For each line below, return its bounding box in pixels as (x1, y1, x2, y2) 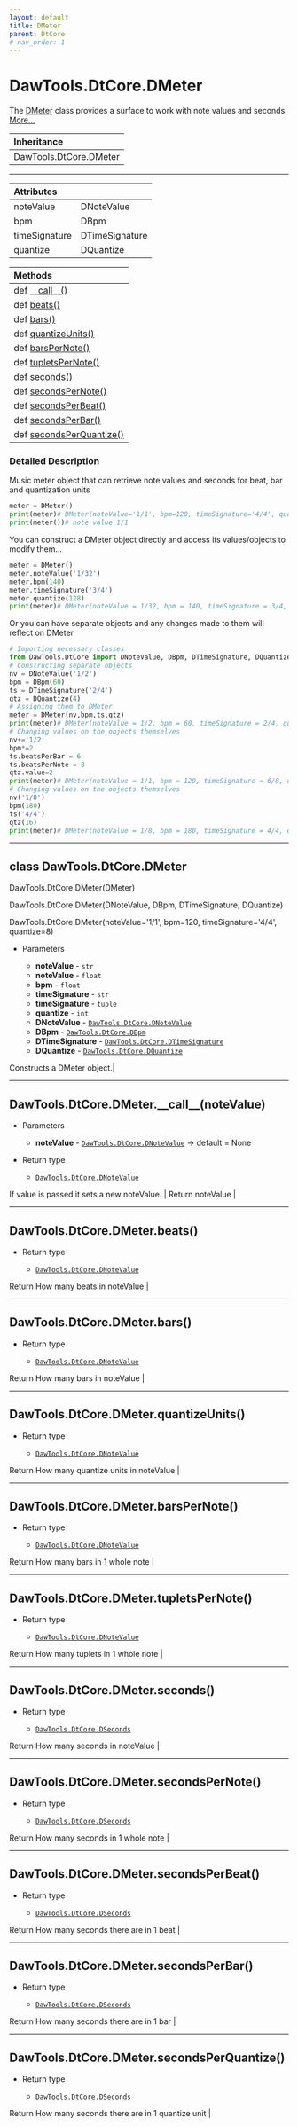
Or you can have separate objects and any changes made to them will (9, 618, 264, 629)
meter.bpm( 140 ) (9, 577, 66, 586)
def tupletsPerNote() (13, 357, 100, 369)
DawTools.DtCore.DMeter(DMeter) (9, 883, 136, 893)
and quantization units (9, 484, 90, 495)
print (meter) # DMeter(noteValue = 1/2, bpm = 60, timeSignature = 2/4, (9, 719, 279, 728)
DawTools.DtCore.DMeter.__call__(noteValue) (9, 1096, 266, 1111)
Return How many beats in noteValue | (9, 1281, 149, 1291)
